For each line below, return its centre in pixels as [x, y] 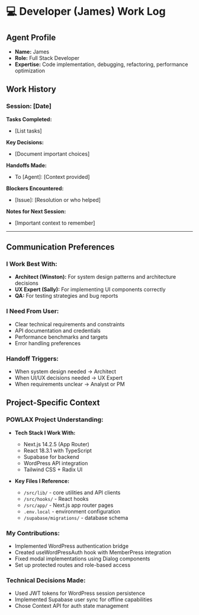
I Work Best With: [32, 264]
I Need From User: [33, 311]
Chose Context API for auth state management [72, 606]
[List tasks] [28, 131]
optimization [30, 71]
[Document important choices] [52, 154]
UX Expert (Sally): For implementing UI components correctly [90, 289]
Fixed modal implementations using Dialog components [82, 559]
